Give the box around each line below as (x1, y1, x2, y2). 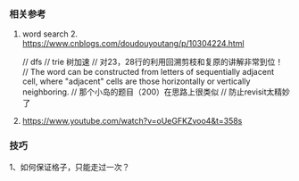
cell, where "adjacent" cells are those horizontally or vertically (21, 76, 251, 86)
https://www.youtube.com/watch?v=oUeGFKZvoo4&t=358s (21, 116, 243, 127)
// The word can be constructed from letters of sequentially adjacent (21, 67, 275, 78)
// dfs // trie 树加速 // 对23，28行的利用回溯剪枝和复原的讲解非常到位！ (21, 56, 284, 68)
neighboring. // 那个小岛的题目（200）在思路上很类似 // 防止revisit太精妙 (21, 86, 290, 97)
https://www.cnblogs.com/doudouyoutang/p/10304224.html (21, 38, 245, 49)
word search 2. (21, 29, 79, 39)
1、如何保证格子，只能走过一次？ (9, 161, 130, 172)
